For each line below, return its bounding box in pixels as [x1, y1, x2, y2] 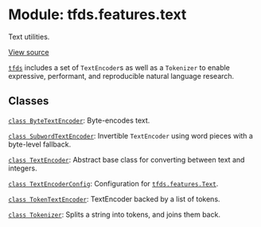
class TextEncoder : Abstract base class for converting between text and [8, 155, 245, 164]
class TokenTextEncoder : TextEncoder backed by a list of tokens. [8, 194, 220, 204]
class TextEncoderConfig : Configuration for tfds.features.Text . [8, 178, 219, 188]
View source [8, 47, 49, 57]
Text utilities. [8, 32, 50, 41]
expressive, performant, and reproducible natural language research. [8, 71, 235, 80]
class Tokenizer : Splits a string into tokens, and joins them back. [8, 209, 221, 219]
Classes [8, 94, 49, 108]
